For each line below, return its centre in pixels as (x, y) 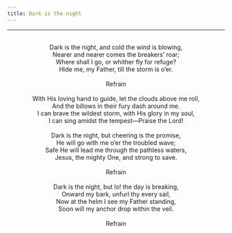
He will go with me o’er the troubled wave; (116, 142)
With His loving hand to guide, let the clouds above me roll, (116, 98)
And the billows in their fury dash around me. (116, 106)
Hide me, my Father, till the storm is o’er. (116, 69)
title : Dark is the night (44, 13)
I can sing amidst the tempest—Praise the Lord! (116, 120)
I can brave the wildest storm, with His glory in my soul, (116, 113)
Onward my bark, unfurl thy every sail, (116, 194)
